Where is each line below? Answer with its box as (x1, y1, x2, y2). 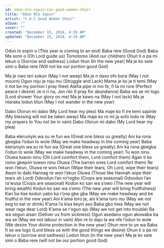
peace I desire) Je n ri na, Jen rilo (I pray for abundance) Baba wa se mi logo (5, 89, 160, 94)
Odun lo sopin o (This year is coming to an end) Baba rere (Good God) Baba (5, 47, 158, 54)
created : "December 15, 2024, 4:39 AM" (5, 30, 87, 35)
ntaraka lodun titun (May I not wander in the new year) (5, 99, 115, 105)
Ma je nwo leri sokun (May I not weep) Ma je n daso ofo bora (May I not (5, 73, 149, 79)
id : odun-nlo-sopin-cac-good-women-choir (5, 7, 91, 12)
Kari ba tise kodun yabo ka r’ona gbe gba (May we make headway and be (5, 190, 153, 196)
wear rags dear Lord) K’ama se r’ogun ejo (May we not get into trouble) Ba (5, 206, 155, 212)
